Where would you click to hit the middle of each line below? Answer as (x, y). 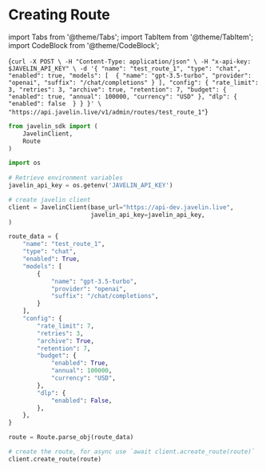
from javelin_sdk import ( (53, 126)
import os (25, 163)
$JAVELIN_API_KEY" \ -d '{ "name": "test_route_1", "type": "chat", (125, 68)
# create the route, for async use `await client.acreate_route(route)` (132, 452)
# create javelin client (50, 199)
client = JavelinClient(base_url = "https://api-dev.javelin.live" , (121, 207)
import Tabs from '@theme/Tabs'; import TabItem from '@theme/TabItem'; (131, 37)
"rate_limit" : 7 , (66, 326)
